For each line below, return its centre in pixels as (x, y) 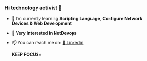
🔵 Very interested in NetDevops (44, 33)
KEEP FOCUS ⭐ (27, 54)
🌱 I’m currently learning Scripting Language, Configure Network (77, 19)
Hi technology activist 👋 (33, 8)
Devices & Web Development (41, 23)
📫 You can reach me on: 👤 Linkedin (47, 43)
